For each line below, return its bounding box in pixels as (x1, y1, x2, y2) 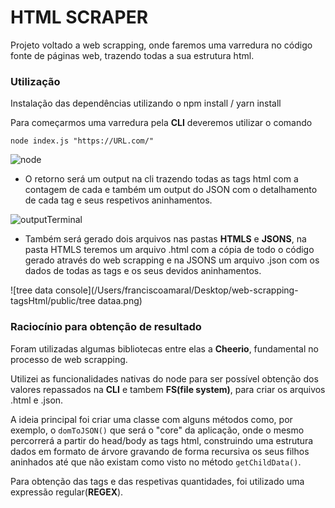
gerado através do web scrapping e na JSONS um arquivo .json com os (24, 254, 320, 266)
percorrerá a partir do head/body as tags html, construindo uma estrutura (10, 434, 314, 446)
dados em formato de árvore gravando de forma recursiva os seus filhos (10, 445, 310, 457)
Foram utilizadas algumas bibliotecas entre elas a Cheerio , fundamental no (10, 342, 319, 355)
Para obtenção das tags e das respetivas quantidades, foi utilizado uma (10, 475, 305, 487)
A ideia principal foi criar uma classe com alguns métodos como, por (10, 413, 293, 425)
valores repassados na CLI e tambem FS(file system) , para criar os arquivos (10, 383, 326, 395)
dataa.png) (97, 295, 143, 307)
